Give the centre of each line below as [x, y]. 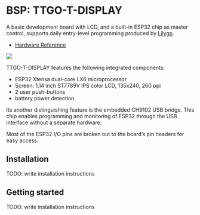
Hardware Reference [40, 45]
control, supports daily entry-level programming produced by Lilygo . [90, 33]
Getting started [35, 193]
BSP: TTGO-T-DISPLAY [64, 10]
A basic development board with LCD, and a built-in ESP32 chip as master [97, 27]
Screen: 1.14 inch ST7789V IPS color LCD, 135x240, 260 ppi [88, 85]
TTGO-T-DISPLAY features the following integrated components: [86, 67]
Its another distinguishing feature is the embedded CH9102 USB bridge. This [100, 110]
